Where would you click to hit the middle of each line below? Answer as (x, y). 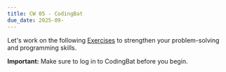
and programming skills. (42, 48)
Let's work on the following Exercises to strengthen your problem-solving (113, 40)
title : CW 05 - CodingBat (45, 14)
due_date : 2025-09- (36, 20)
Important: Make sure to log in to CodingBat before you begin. (98, 61)
